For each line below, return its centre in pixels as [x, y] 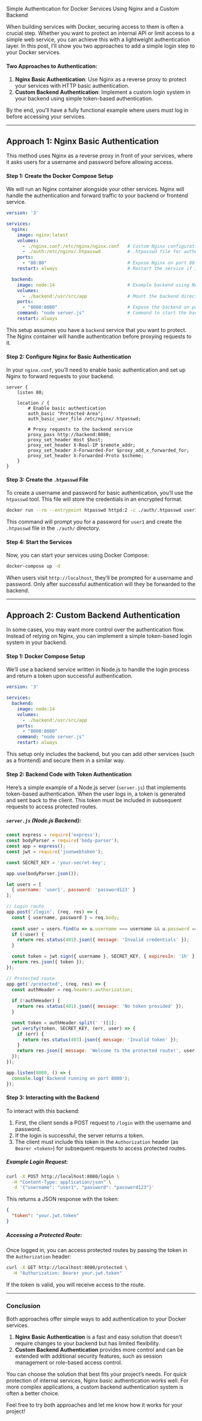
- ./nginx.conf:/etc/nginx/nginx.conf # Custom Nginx [93, 246]
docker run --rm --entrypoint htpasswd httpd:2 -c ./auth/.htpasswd [94, 511]
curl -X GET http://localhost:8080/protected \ [67, 1267]
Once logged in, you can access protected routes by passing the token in [97, 1250]
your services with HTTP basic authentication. [72, 86]
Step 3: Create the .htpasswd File [47, 479]
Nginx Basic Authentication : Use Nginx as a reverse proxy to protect [101, 79]
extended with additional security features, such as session [88, 1356]
